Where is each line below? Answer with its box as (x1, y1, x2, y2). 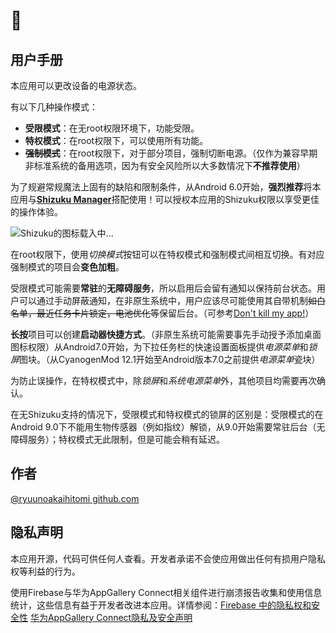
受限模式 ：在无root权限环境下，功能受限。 (24, 122, 200, 134)
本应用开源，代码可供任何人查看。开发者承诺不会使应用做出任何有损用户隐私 (10, 552, 326, 564)
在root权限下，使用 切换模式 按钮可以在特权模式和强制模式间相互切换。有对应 (10, 249, 325, 260)
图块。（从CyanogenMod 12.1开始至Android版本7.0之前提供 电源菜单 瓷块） (19, 354, 321, 365)
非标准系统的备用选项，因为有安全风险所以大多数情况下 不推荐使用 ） (24, 160, 306, 171)
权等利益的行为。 (10, 565, 81, 577)
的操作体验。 (10, 206, 63, 218)
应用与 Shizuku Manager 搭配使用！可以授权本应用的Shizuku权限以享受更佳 (10, 194, 320, 205)
